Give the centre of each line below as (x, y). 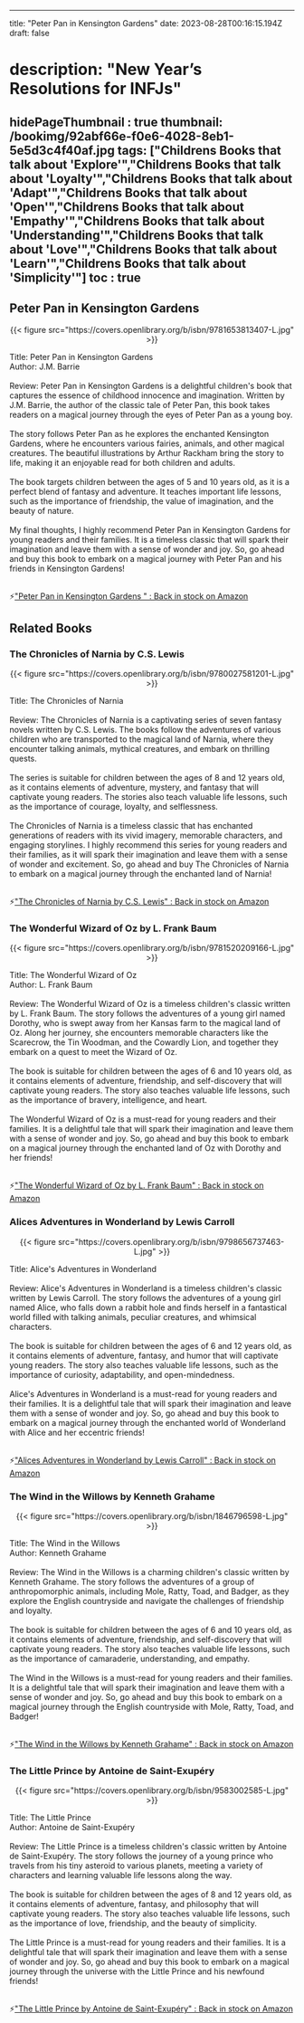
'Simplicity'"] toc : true (76, 277)
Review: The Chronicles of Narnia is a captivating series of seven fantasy (146, 720)
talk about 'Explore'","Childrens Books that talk (145, 164)
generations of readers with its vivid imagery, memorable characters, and (146, 836)
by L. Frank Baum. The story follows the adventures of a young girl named (147, 1013)
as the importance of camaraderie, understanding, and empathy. (130, 1658)
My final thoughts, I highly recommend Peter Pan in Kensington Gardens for (150, 530)
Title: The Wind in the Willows (65, 1543)
